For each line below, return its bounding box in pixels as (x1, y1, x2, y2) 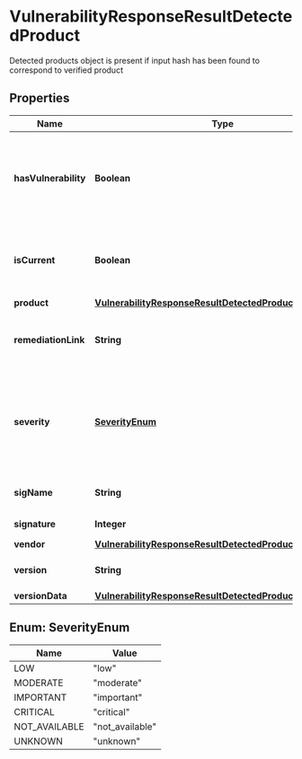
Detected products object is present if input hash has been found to (9, 55, 261, 66)
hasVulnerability (13, 172, 86, 184)
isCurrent (13, 253, 56, 266)
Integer (93, 517, 127, 530)
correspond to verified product (9, 65, 124, 75)
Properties (9, 91, 70, 106)
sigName (13, 486, 54, 499)
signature (13, 517, 57, 530)
